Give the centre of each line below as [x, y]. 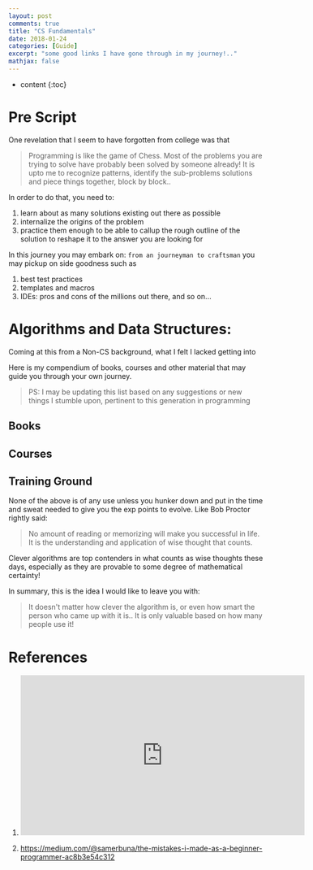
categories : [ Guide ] [43, 46]
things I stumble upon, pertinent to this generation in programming [139, 400]
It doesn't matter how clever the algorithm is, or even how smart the [141, 607]
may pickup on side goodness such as [73, 263]
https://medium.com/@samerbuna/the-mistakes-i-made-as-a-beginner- [141, 848]
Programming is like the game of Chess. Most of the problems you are [145, 155]
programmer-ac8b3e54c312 [67, 857]
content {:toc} [43, 84]
